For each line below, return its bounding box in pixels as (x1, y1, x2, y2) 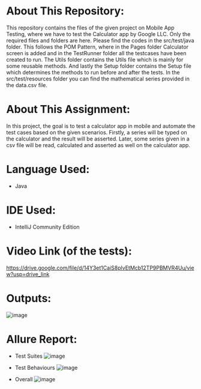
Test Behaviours (14, 364, 55, 371)
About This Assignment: (6, 103, 130, 116)
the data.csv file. (6, 81, 48, 88)
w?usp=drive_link (6, 270, 50, 277)
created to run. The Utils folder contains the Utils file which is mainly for (6, 56, 184, 63)
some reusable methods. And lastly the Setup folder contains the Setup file (6, 62, 192, 70)
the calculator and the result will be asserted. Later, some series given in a (6, 135, 190, 142)
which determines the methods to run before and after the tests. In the (6, 68, 180, 76)
